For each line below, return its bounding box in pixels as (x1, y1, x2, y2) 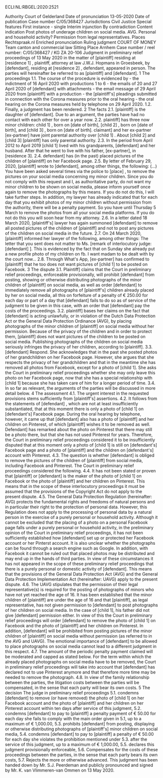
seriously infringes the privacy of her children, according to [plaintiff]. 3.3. (5, 344, 153, 349)
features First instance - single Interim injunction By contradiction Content (5, 24, 153, 30)
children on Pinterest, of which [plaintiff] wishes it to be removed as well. (5, 421, 150, 427)
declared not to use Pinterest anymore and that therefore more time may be (5, 669, 156, 675)
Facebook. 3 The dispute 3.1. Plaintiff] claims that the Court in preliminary (5, 267, 151, 272)
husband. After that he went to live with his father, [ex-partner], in (5, 148, 136, 154)
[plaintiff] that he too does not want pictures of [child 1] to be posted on (5, 261, 148, 267)
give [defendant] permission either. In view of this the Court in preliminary (5, 612, 153, 618)
